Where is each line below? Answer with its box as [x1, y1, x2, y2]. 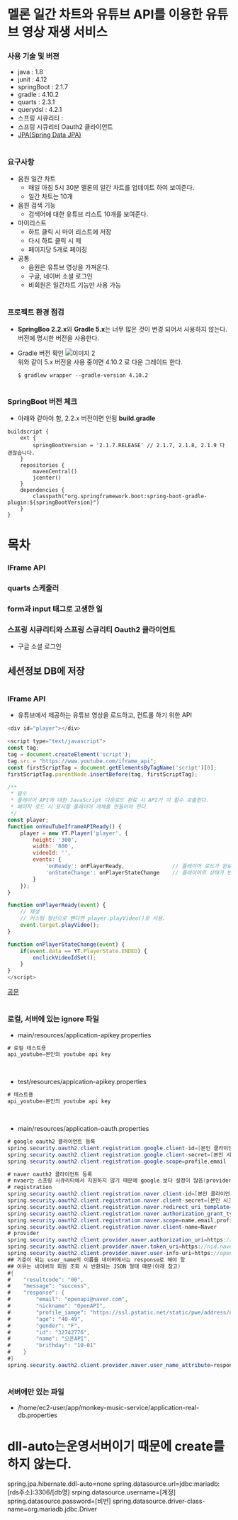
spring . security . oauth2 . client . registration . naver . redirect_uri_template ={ [7, 1203, 236, 1210]
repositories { [20, 462, 65, 469]
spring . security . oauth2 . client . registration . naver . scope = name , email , [7, 1217, 217, 1224]
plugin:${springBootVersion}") [7, 499, 100, 507]
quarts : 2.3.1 [17, 98, 55, 106]
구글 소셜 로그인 [17, 642, 62, 651]
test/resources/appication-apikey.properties [17, 1078, 147, 1086]
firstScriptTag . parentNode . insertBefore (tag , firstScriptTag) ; [7, 770, 198, 778]
